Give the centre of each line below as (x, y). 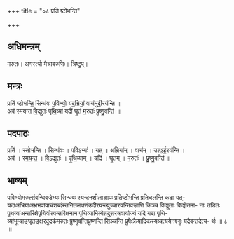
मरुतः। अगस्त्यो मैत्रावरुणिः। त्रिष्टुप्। (48, 64)
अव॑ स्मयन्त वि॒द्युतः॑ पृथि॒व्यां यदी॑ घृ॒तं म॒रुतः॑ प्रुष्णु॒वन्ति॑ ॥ (64, 111)
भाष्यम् (17, 180)
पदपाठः (19, 134)
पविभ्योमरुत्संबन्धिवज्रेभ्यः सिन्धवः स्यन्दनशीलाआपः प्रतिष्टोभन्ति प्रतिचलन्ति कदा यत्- (96, 198)
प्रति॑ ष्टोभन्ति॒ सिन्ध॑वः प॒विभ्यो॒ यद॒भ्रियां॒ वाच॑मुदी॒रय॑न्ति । (64, 103)
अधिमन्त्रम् (23, 47)
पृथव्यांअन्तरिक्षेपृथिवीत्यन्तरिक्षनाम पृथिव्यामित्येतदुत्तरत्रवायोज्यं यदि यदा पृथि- (88, 213)
